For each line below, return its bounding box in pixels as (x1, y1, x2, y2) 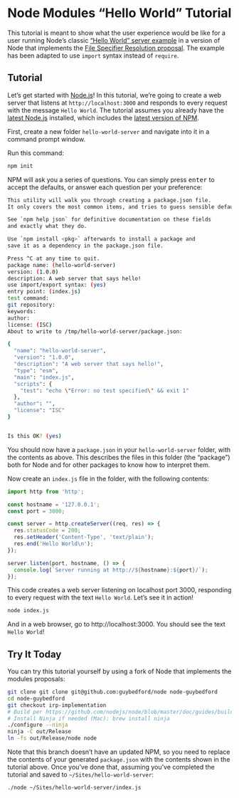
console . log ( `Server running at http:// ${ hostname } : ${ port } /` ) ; (14, 566, 208, 574)
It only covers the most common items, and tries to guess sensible (7, 203, 215, 211)
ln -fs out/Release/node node (7, 735, 97, 742)
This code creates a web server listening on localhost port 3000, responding (7, 586, 232, 594)
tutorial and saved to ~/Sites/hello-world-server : (7, 770, 154, 779)
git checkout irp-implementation (7, 701, 107, 709)
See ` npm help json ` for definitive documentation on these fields (7, 216, 212, 224)
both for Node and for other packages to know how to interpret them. (7, 461, 211, 469)
